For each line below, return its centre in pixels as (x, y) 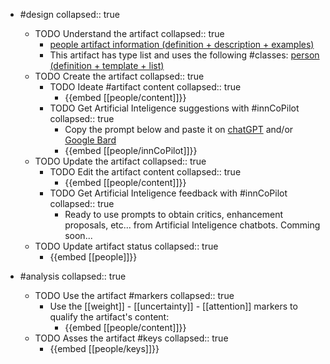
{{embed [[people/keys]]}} (104, 348)
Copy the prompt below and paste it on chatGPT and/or (179, 129)
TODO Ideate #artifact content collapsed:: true (145, 87)
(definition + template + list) (107, 65)
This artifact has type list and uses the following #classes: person (184, 55)
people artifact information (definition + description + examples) (182, 44)
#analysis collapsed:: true (73, 276)
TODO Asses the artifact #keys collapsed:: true (131, 338)
